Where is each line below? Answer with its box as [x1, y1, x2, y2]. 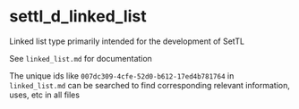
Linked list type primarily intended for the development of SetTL [9, 36, 244, 46]
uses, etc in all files [9, 89, 81, 100]
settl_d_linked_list [9, 6, 147, 27]
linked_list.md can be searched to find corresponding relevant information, [9, 80, 291, 90]
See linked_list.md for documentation [9, 53, 152, 63]
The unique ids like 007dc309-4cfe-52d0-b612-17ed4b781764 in [9, 70, 235, 81]
